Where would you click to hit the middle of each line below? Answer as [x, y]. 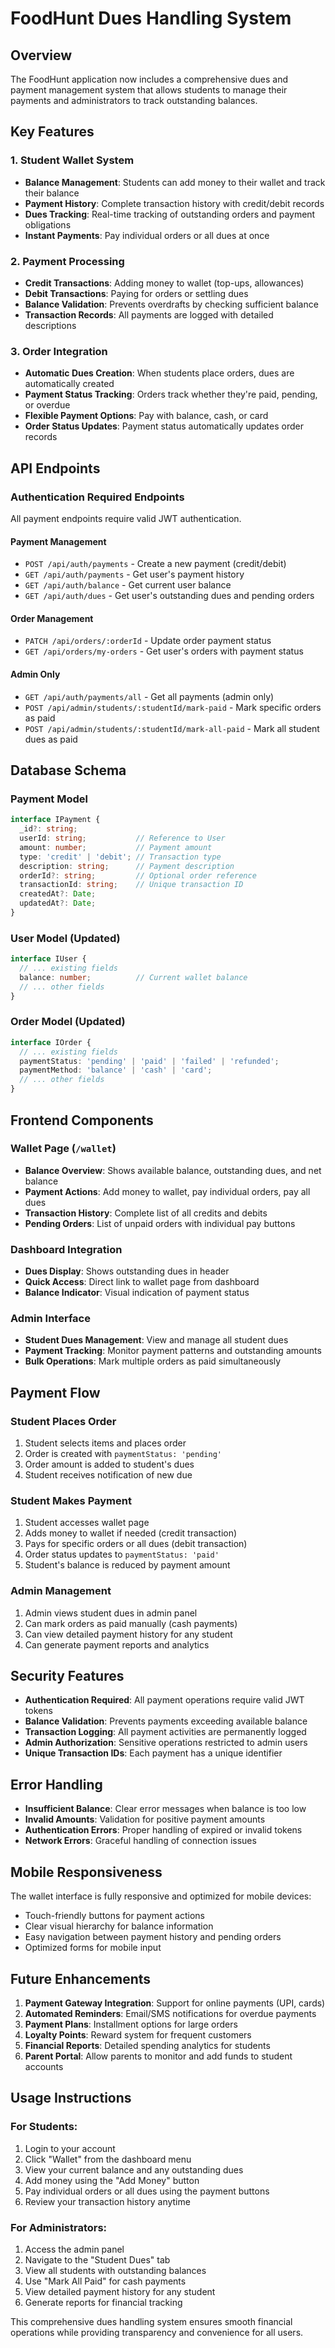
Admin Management [61, 1591]
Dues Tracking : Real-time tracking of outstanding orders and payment [170, 214]
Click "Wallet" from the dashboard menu [108, 2159]
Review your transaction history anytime [107, 2201]
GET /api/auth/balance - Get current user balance [128, 585]
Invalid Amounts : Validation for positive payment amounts [145, 1819]
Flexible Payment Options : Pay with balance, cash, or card [146, 416]
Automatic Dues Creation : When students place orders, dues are [159, 373]
